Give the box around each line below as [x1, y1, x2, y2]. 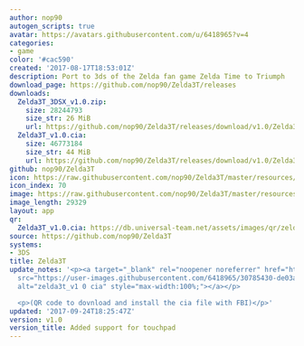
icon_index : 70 [9, 182, 67, 191]
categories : [9, 38, 54, 48]
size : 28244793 [25, 106, 83, 115]
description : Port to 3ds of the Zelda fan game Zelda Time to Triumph [9, 72, 285, 81]
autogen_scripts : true [9, 22, 95, 31]
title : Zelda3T [9, 257, 67, 267]
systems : [9, 240, 43, 249]
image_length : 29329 [9, 198, 88, 208]
